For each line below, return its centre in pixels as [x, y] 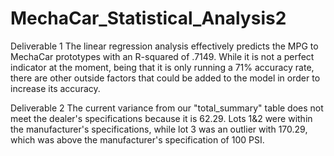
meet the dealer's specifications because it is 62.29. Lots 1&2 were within [161, 118]
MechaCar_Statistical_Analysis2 [148, 18]
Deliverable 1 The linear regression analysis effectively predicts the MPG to [164, 46]
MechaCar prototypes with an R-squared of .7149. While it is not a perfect [162, 56]
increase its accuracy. [55, 88]
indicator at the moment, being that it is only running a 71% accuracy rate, [162, 67]
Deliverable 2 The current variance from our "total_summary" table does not [167, 108]
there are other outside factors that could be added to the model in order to [165, 78]
